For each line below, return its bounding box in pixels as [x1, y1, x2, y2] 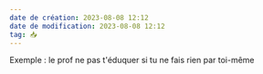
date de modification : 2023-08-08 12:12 [9, 22, 166, 31]
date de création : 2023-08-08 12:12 [9, 13, 149, 23]
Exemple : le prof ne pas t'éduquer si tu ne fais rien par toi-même [9, 55, 255, 66]
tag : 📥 [9, 30, 38, 39]
